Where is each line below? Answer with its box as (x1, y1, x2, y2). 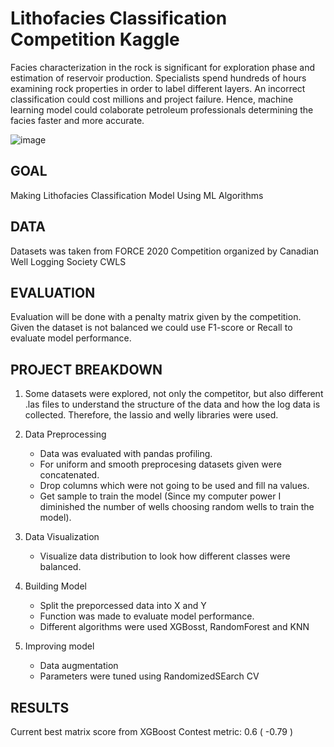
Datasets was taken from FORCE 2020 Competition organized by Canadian (10, 245, 320, 257)
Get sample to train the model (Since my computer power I (39, 490, 282, 502)
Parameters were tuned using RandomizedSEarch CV (39, 670, 260, 682)
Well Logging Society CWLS (10, 255, 127, 267)
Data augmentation (39, 660, 119, 672)
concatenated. (39, 469, 100, 481)
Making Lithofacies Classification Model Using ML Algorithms (10, 189, 264, 201)
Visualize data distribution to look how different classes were (39, 550, 291, 562)
